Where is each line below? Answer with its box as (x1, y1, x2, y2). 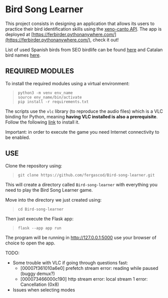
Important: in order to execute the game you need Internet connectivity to (5, 129, 159, 135)
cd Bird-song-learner (17, 207, 64, 212)
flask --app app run (17, 226, 62, 231)
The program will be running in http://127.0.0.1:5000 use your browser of (5, 234, 157, 240)
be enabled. (5, 134, 31, 140)
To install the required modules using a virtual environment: (5, 80, 130, 86)
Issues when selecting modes (12, 287, 75, 293)
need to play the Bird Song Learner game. (5, 187, 93, 193)
